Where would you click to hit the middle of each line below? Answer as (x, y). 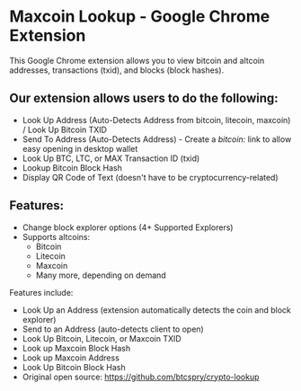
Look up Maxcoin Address (71, 358)
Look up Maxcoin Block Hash (76, 348)
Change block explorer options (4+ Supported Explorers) (128, 227)
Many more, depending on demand (101, 275)
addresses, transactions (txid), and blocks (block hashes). (117, 70)
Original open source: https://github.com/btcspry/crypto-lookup (141, 377)
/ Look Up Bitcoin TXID (65, 129)
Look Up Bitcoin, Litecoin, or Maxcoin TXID (102, 338)
